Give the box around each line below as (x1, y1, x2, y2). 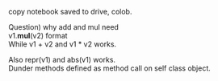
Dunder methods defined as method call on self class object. (8, 63, 212, 73)
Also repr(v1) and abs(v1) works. (8, 55, 115, 64)
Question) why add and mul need (8, 22, 119, 31)
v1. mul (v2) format (8, 31, 68, 40)
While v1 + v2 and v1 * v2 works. (8, 39, 117, 49)
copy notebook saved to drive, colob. (8, 7, 132, 16)
